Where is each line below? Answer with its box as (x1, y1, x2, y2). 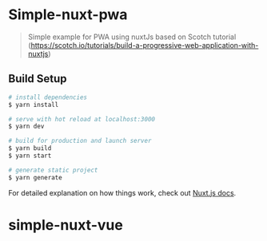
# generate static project (8, 166, 98, 174)
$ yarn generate (8, 173, 62, 181)
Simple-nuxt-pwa (8, 6, 128, 24)
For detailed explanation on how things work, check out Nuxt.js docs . (8, 188, 237, 197)
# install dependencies (8, 93, 88, 101)
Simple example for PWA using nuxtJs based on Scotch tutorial (27, 32, 237, 41)
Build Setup (8, 72, 67, 85)
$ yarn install (8, 101, 59, 109)
